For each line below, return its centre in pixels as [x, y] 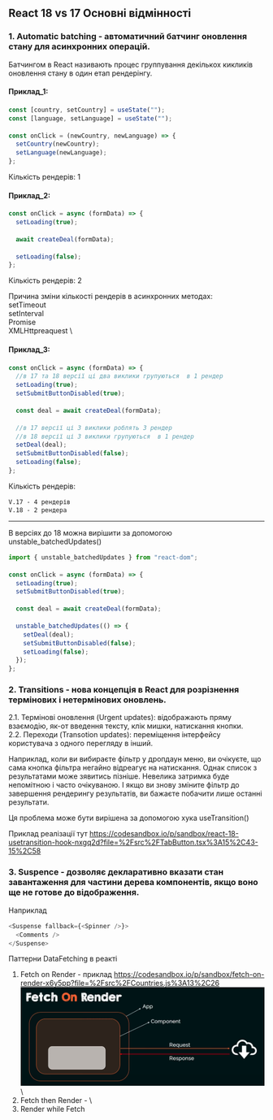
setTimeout [27, 305]
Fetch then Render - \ [56, 1100]
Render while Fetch [52, 1109]
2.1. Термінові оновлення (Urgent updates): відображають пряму [120, 718]
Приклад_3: [29, 349]
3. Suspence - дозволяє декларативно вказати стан [116, 872]
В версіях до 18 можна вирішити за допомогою [90, 532]
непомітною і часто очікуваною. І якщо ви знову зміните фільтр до [124, 785]
